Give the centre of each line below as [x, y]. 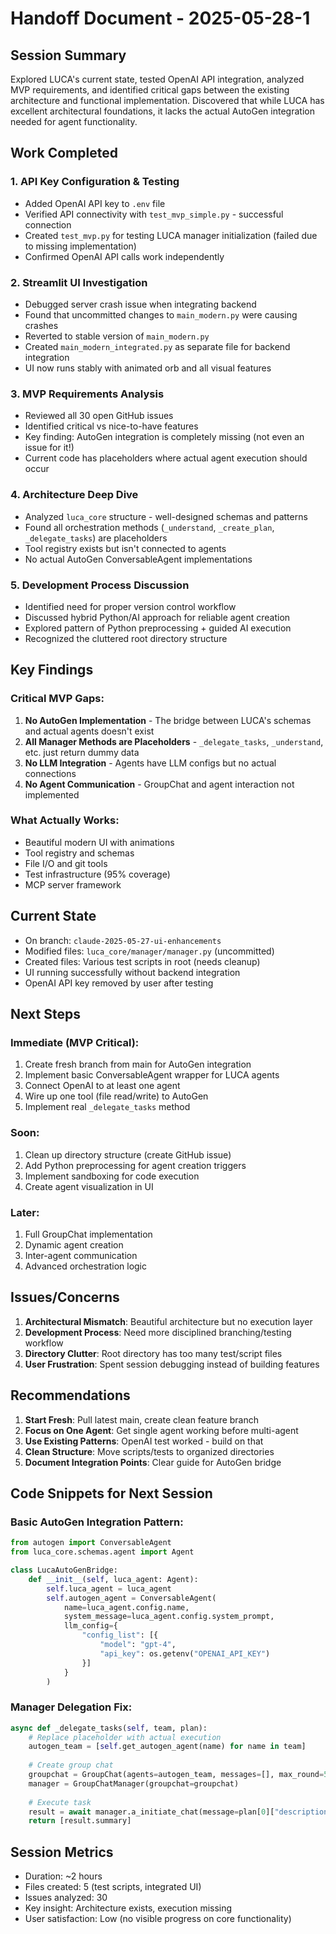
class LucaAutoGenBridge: [64, 1570]
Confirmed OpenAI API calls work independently [124, 256]
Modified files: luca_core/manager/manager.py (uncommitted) [149, 951]
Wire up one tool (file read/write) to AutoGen [116, 1096]
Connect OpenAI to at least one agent [102, 1086]
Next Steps [45, 1014]
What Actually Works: [65, 820]
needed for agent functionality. [74, 121]
